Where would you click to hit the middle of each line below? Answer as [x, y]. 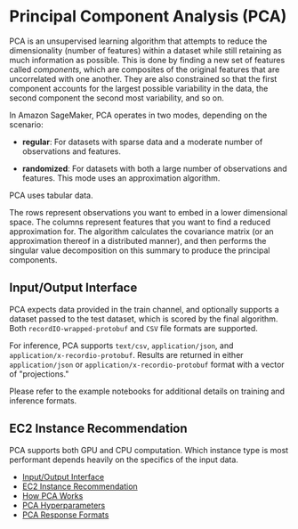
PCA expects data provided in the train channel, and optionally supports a [144, 309]
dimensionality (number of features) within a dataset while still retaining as [145, 50]
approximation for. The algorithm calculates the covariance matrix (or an [141, 231]
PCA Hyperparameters [64, 505]
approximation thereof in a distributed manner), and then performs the [138, 240]
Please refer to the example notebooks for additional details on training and [147, 391]
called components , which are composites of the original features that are [145, 69]
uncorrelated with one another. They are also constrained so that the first [143, 78]
